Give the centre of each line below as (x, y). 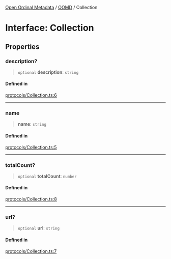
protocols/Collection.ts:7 (31, 251)
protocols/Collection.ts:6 (31, 95)
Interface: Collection (50, 28)
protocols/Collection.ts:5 (31, 147)
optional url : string (39, 228)
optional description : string (48, 72)
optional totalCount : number (47, 176)
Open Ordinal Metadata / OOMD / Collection (51, 7)
